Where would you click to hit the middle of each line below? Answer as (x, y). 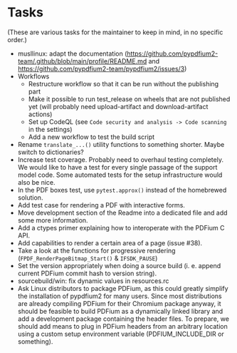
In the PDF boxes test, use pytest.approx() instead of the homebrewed (122, 190)
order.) (17, 39)
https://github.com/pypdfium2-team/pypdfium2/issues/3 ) (102, 68)
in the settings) (50, 129)
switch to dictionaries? (51, 152)
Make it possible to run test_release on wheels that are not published (129, 99)
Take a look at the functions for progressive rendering (96, 250)
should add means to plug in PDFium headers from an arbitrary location (122, 326)
